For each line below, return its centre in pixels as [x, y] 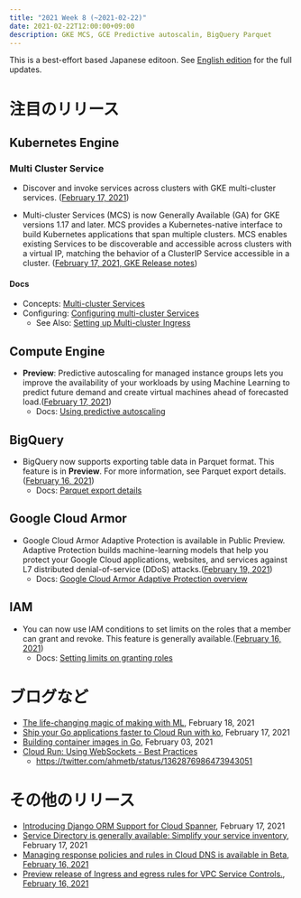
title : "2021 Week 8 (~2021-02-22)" [78, 18]
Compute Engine [57, 352]
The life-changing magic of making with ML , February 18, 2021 [138, 722]
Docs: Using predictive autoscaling [100, 412]
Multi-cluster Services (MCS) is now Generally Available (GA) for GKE [151, 215]
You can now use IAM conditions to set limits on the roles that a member [156, 629]
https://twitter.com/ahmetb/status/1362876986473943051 [144, 761]
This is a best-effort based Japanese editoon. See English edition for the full [151, 60]
